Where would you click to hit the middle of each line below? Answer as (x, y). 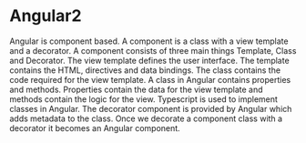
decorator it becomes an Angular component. (95, 128)
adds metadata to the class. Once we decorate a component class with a (146, 118)
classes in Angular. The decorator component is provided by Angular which (151, 108)
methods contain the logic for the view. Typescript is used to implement (143, 99)
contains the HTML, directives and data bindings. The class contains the (145, 70)
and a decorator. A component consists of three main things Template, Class (153, 50)
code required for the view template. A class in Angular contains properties (150, 79)
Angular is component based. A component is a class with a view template (149, 41)
